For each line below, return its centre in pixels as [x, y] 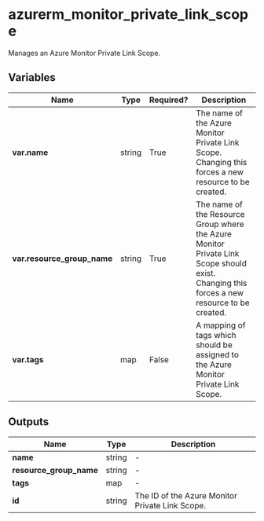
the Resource [220, 214]
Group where [220, 224]
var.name [30, 152]
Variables [32, 77]
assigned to [218, 354]
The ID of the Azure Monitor [186, 495]
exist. [206, 273]
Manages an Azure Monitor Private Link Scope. [84, 53]
